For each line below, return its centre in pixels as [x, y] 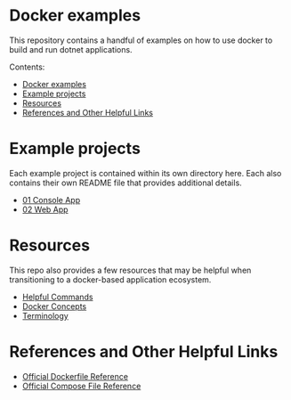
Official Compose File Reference [81, 386]
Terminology [45, 315]
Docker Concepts [54, 306]
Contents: [27, 67]
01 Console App [51, 200]
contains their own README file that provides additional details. [125, 183]
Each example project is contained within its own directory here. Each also [145, 173]
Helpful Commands [57, 297]
